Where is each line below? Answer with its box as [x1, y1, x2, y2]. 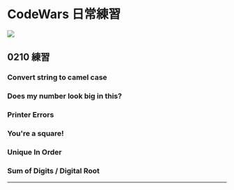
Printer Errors [7, 110, 54, 120]
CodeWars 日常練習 [7, 6, 121, 22]
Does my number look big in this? [7, 91, 123, 101]
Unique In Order [7, 147, 62, 157]
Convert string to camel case [7, 72, 108, 82]
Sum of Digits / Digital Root [7, 166, 100, 175]
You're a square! [7, 129, 64, 138]
